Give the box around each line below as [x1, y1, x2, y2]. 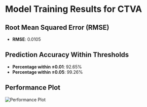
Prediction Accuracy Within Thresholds [5, 51, 129, 59]
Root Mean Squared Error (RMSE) [5, 23, 110, 32]
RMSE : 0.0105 [12, 36, 41, 42]
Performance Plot [5, 83, 61, 92]
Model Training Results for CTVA [5, 3, 142, 15]
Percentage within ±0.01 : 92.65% [12, 63, 82, 70]
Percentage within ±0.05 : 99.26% [12, 69, 83, 75]
